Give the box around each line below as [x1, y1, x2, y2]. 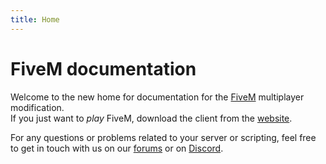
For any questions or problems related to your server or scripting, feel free [10, 131, 317, 143]
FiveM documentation [10, 57, 197, 80]
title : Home [10, 14, 60, 25]
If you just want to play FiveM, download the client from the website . [10, 112, 293, 124]
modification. [10, 101, 65, 113]
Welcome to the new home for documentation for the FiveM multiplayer [10, 91, 305, 103]
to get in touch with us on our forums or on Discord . [10, 142, 224, 154]
